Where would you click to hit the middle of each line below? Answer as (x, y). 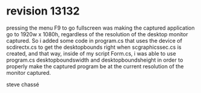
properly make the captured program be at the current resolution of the (95, 66)
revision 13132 (43, 11)
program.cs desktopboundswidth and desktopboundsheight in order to (95, 60)
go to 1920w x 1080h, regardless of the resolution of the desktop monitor (97, 34)
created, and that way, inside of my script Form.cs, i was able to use (91, 53)
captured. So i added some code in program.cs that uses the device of (94, 40)
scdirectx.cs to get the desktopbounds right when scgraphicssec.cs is (94, 47)
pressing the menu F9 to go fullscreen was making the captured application (100, 28)
